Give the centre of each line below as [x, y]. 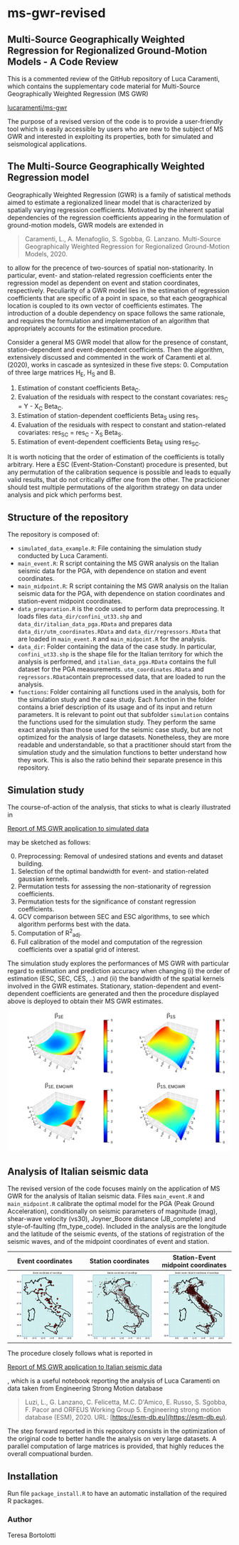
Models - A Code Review [63, 62]
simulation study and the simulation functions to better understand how [122, 753]
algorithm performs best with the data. [74, 924]
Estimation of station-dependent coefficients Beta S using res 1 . [108, 417]
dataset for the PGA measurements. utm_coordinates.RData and [111, 669]
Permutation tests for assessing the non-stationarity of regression [114, 886]
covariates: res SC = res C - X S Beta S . [70, 433]
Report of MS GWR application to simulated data [78, 829]
